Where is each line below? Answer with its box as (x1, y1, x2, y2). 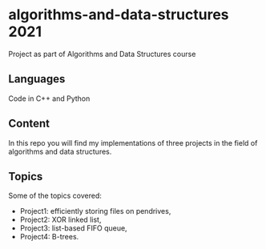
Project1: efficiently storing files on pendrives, (19, 207, 171, 216)
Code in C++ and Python (8, 94, 91, 103)
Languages (8, 72, 66, 86)
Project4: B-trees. (19, 232, 79, 242)
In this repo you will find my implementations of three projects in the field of (8, 138, 258, 147)
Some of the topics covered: (8, 191, 103, 201)
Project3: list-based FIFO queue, (19, 223, 127, 233)
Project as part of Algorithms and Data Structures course (8, 49, 196, 58)
